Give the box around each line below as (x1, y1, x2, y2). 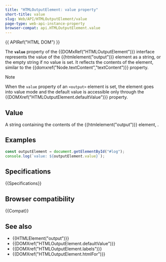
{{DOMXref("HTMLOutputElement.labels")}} (12, 246, 102, 252)
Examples (5, 136, 36, 144)
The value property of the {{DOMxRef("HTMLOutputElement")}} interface (5, 49, 155, 55)
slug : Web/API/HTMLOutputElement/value (5, 16, 87, 21)
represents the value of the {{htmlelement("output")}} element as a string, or (5, 54, 161, 60)
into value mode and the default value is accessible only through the (5, 89, 144, 95)
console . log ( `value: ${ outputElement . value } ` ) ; (5, 154, 105, 159)
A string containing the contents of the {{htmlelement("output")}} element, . (5, 122, 159, 128)
